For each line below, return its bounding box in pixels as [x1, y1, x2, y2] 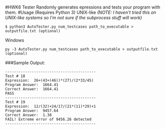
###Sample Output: [5, 60, 45, 66]
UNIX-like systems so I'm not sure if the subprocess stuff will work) [5, 15, 142, 20]
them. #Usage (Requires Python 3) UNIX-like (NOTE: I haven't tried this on [5, 9, 157, 15]
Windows [5, 37, 25, 43]
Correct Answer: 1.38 [5, 113, 52, 118]
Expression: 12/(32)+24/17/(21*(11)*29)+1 [5, 104, 96, 109]
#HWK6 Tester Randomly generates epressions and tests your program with [5, 4, 161, 10]
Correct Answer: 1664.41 [5, 86, 58, 91]
